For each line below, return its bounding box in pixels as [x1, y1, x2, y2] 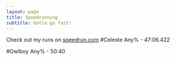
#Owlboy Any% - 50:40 [6, 48, 65, 55]
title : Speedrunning [6, 14, 59, 20]
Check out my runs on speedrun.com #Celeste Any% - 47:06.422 [6, 36, 171, 44]
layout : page [6, 8, 39, 15]
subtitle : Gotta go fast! [6, 20, 71, 26]
